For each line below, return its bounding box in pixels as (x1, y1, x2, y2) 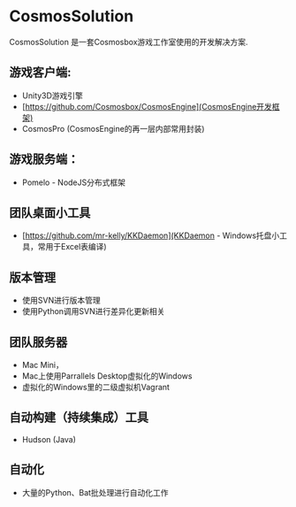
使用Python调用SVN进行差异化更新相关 (21, 306, 165, 317)
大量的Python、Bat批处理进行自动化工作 (21, 487, 169, 497)
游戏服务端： (9, 152, 80, 167)
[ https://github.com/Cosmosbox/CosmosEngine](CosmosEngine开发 (21, 101, 272, 111)
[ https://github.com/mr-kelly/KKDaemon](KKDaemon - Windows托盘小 (21, 230, 280, 241)
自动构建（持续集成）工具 (9, 410, 148, 426)
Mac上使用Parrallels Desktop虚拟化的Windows (21, 371, 193, 381)
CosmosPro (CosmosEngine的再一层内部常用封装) (21, 123, 205, 134)
